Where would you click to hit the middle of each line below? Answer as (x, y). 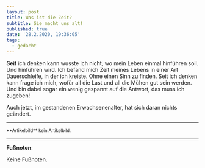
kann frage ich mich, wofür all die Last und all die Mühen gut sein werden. (99, 82)
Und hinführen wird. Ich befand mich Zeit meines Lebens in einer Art (92, 69)
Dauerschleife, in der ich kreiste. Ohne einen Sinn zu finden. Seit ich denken (102, 76)
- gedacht (24, 46)
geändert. (19, 114)
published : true (27, 29)
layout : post (23, 12)
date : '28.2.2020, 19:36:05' (43, 35)
